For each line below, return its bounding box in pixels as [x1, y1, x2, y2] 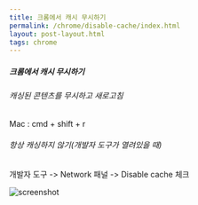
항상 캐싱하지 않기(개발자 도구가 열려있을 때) [9, 139, 162, 151]
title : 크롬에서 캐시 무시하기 [9, 12, 107, 22]
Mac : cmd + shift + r [9, 118, 86, 129]
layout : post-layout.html [9, 29, 105, 38]
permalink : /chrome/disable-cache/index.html [9, 21, 180, 30]
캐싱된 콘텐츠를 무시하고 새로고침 [9, 91, 124, 101]
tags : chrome [9, 37, 58, 47]
